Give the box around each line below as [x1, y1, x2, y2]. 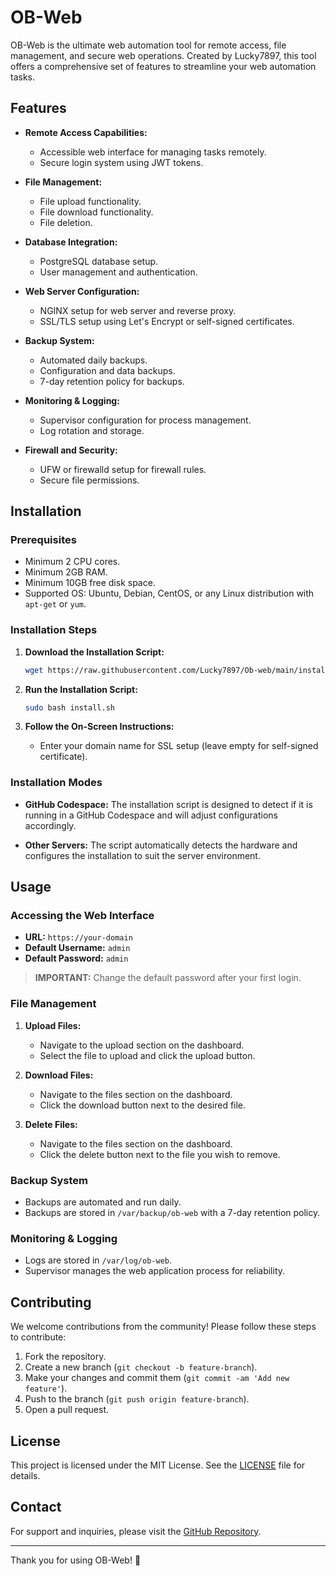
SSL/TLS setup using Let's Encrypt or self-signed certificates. [39, 315, 295, 327]
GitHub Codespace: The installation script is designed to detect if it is [24, 798, 313, 810]
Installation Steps [10, 623, 98, 637]
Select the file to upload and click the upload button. [39, 1049, 256, 1061]
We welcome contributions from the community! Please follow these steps [10, 1321, 317, 1333]
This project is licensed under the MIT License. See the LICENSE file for [10, 1459, 306, 1471]
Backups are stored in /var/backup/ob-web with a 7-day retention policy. [24, 1207, 321, 1219]
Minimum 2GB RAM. [24, 566, 108, 578]
